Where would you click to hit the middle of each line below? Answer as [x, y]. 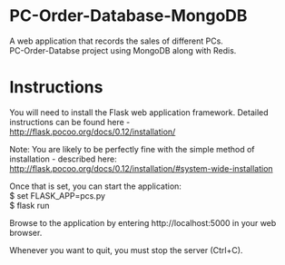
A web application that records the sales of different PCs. [117, 41]
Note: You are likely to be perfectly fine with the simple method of [132, 149]
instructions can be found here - [70, 122]
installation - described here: [63, 159]
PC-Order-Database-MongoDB [128, 16]
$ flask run [29, 205]
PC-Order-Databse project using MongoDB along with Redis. [123, 50]
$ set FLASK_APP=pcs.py [58, 195]
